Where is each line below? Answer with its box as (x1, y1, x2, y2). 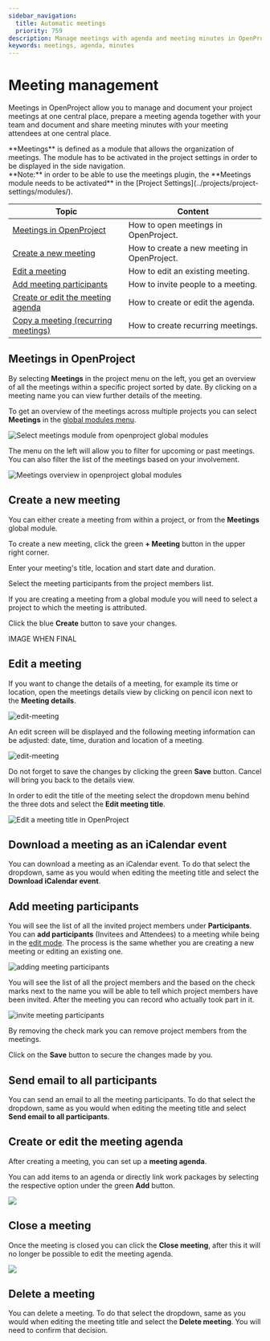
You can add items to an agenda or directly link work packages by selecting (8, 1171, 260, 1182)
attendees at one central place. (8, 129, 112, 138)
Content (177, 206, 209, 217)
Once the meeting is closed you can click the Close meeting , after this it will (8, 1240, 261, 1250)
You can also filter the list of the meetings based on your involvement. (8, 454, 239, 464)
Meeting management (8, 76, 159, 95)
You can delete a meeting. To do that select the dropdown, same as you (8, 1308, 247, 1318)
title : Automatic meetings (15, 19, 106, 27)
